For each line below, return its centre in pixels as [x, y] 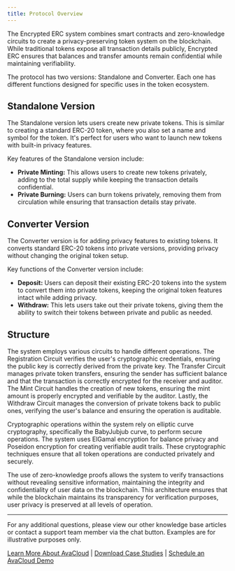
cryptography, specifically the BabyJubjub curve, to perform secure [105, 432]
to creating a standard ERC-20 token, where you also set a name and [107, 131]
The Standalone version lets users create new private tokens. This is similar [116, 123]
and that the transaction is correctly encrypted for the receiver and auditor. [115, 381]
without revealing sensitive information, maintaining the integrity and [106, 482]
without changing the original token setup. [68, 256]
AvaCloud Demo [31, 561]
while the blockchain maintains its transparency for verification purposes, [113, 498]
